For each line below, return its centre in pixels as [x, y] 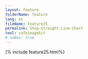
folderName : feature [27, 14]
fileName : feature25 [27, 24]
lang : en [14, 19]
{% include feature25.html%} [35, 52]
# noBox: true [20, 38]
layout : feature [22, 10]
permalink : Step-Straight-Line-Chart [44, 28]
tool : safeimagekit [25, 33]
